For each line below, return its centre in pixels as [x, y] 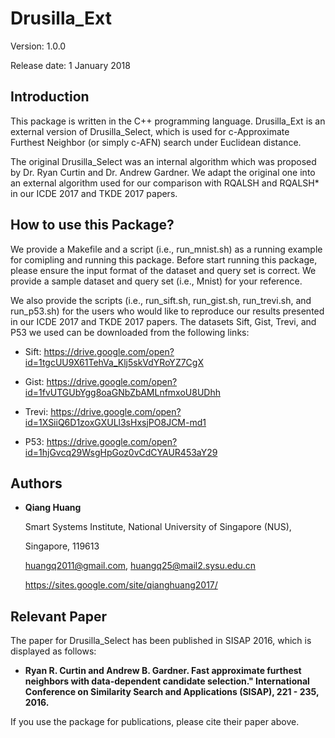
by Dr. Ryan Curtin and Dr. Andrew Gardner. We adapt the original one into [163, 172]
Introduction [50, 97]
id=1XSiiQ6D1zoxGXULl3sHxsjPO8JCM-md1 [115, 422]
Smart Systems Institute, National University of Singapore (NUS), [158, 527]
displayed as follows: [53, 651]
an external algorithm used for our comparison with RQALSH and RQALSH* [165, 183]
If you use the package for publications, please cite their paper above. [155, 722]
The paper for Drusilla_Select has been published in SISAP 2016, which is [161, 641]
